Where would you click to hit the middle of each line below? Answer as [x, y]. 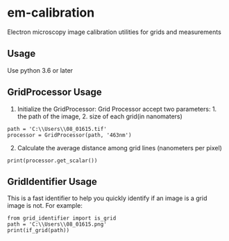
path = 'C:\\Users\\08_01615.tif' [57, 129]
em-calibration [51, 13]
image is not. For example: [45, 206]
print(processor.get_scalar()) [52, 161]
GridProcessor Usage [54, 92]
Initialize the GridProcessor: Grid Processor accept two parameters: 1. [117, 109]
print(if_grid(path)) [39, 231]
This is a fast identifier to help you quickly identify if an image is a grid [107, 198]
